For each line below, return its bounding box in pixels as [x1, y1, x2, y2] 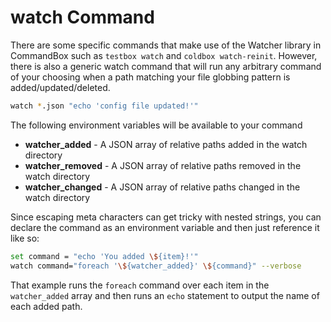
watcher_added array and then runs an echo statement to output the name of [10, 289, 320, 301]
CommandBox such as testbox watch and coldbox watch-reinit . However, [10, 49, 318, 61]
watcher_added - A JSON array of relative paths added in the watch [24, 138, 308, 150]
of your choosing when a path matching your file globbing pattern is [10, 71, 291, 83]
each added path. [10, 300, 83, 312]
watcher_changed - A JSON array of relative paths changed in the [24, 181, 301, 193]
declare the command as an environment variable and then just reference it [10, 221, 320, 233]
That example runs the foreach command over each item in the [10, 279, 270, 291]
